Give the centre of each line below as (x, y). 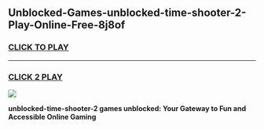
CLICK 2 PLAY (35, 77)
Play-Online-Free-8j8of (67, 25)
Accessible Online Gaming (52, 116)
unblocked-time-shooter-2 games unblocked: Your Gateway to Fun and (127, 108)
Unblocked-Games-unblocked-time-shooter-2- (127, 13)
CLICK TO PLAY (38, 48)
